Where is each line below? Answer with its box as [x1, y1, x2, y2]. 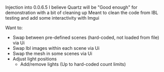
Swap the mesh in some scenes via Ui [12, 50, 92, 56]
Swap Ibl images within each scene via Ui [12, 45, 100, 51]
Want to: [5, 25, 23, 31]
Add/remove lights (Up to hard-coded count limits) [20, 61, 126, 67]
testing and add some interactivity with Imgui [5, 15, 100, 21]
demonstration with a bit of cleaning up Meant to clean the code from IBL [5, 10, 158, 16]
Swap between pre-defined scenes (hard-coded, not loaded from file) [12, 35, 159, 40]
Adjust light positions [12, 56, 57, 62]
